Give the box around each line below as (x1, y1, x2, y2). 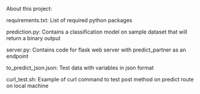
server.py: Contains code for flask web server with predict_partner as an (6, 46, 186, 53)
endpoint (6, 53, 29, 59)
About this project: (6, 5, 52, 12)
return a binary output (6, 35, 61, 41)
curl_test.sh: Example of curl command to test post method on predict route (6, 76, 194, 83)
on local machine (6, 82, 49, 89)
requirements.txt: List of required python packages (6, 17, 133, 23)
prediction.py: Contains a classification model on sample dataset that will (6, 28, 188, 35)
